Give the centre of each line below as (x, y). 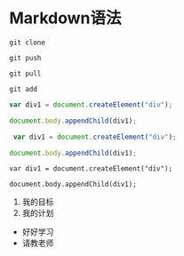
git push (25, 58)
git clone (28, 42)
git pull (25, 73)
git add (24, 89)
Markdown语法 (65, 18)
